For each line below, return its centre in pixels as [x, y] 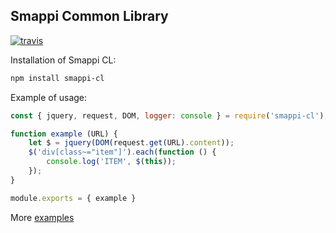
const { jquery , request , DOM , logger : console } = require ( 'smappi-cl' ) [167, 115]
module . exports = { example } [73, 198]
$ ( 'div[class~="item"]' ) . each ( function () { [122, 152]
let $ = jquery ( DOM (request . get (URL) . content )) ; [131, 143]
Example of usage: [49, 97]
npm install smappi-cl [57, 78]
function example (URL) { [64, 134]
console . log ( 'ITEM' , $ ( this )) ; [111, 162]
